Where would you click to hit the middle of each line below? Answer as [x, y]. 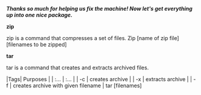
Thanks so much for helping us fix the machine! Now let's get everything [99, 9]
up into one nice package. [39, 15]
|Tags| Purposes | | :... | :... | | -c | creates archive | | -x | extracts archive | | [99, 79]
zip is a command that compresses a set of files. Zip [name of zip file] [93, 38]
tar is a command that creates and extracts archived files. [78, 68]
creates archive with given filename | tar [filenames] [77, 85]
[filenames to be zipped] [37, 45]
